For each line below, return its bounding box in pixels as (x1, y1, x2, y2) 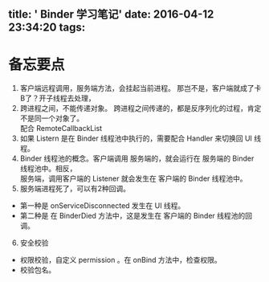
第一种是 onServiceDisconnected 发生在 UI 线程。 (19, 201, 185, 210)
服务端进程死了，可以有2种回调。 (19, 184, 131, 194)
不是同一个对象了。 (19, 113, 84, 123)
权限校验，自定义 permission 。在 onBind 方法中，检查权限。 (19, 255, 222, 265)
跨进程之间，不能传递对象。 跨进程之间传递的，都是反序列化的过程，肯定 (19, 104, 262, 113)
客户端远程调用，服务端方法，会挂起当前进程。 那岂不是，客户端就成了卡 (19, 84, 262, 93)
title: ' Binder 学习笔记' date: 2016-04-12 (8, 7, 214, 22)
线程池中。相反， (19, 164, 77, 174)
